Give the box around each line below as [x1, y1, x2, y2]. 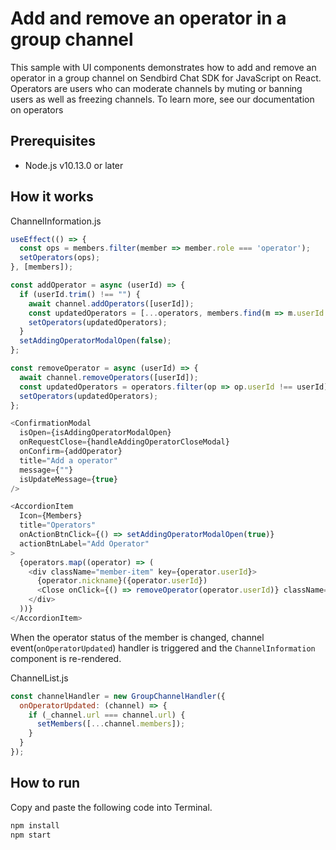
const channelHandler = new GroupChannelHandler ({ [10, 691, 226, 701]
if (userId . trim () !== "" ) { [19, 289, 141, 299]
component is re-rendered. [10, 652, 122, 664]
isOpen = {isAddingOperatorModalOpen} [19, 428, 172, 438]
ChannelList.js [10, 672, 69, 684]
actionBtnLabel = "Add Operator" [19, 538, 150, 549]
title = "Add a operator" [19, 455, 118, 466]
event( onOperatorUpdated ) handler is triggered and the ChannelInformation [10, 642, 316, 654]
